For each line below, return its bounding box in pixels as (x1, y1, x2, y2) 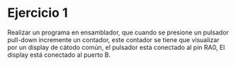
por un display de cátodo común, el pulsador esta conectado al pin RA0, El (7, 43, 225, 51)
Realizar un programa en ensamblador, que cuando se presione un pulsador (7, 28, 229, 37)
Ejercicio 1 (7, 5, 68, 21)
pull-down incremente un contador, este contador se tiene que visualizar (7, 35, 220, 44)
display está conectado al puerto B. (7, 51, 111, 59)
